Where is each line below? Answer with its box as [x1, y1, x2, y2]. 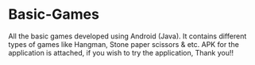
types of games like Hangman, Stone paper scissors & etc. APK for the [8, 39, 240, 49]
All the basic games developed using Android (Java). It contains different [8, 31, 247, 41]
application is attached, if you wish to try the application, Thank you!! [8, 48, 234, 57]
